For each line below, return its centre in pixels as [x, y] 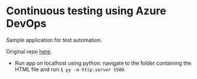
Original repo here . [29, 51]
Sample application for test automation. [54, 40]
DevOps [26, 23]
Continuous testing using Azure [86, 11]
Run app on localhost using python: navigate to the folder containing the [103, 63]
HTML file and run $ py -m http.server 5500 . [70, 69]
